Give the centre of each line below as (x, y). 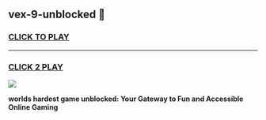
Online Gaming (33, 107)
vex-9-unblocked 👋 (57, 15)
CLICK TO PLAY (39, 37)
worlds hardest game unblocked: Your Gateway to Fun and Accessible (126, 99)
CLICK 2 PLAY (36, 66)
